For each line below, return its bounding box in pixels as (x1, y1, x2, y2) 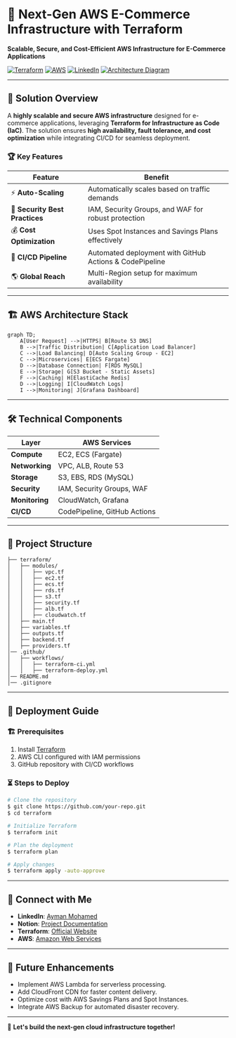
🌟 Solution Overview (7, 93, 98, 105)
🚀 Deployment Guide (7, 705, 100, 717)
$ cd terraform (7, 810, 52, 817)
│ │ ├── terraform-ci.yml (7, 661, 96, 668)
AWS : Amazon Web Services (17, 935, 102, 943)
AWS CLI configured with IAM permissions (17, 753, 140, 761)
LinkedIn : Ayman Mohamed (17, 912, 98, 921)
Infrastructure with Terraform (7, 21, 183, 37)
